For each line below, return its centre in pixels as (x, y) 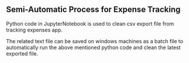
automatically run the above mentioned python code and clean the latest (93, 47)
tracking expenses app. (34, 30)
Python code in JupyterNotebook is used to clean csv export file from (90, 23)
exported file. (22, 53)
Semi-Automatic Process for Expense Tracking (93, 10)
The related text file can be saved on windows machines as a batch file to (94, 41)
